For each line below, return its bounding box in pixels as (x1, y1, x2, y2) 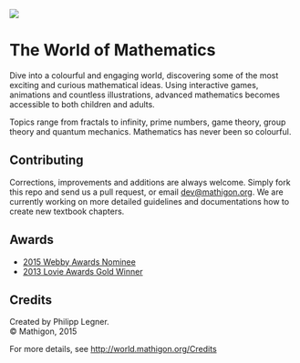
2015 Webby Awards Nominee (22, 256, 137, 267)
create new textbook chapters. (9, 206, 125, 217)
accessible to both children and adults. (9, 98, 155, 109)
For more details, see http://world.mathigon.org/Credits (9, 344, 217, 355)
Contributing (9, 153, 84, 168)
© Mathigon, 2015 (9, 326, 78, 337)
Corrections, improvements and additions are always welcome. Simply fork (9, 176, 291, 187)
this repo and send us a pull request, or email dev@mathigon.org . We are (9, 187, 284, 197)
